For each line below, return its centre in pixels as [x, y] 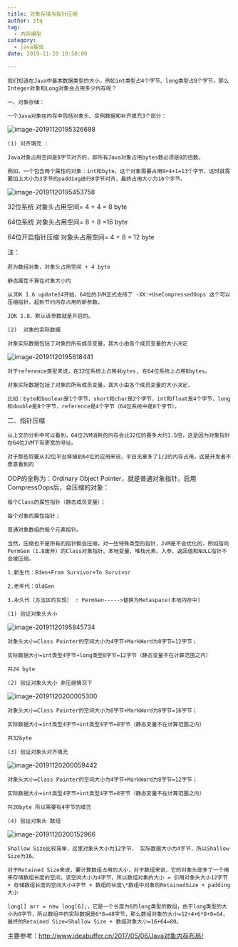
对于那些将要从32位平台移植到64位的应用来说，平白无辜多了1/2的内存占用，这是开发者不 [119, 457]
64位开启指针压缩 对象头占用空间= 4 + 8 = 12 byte [81, 237]
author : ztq [25, 21]
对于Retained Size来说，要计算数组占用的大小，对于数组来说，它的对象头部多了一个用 [118, 870]
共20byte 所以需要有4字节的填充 [50, 807]
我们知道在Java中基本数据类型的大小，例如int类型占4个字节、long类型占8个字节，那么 [118, 81]
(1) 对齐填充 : [28, 143]
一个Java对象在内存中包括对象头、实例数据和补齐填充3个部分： [87, 116]
